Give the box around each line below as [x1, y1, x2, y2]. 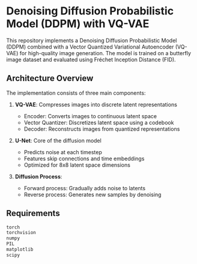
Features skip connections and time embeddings [23, 155, 145, 162]
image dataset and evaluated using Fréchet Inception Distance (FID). [6, 56, 176, 63]
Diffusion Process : [14, 173, 62, 180]
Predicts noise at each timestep [23, 148, 102, 155]
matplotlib [6, 247, 34, 253]
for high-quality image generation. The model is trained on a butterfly [19, 49, 191, 56]
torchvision [6, 230, 36, 236]
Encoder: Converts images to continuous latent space [23, 112, 157, 119]
